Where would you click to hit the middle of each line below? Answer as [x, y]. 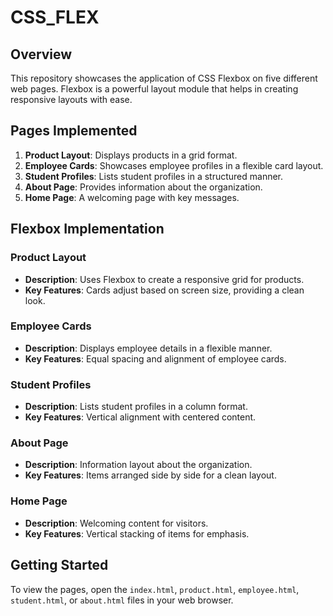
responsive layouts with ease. [71, 99]
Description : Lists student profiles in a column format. [136, 407]
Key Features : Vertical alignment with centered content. [140, 417]
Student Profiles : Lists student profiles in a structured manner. [154, 176]
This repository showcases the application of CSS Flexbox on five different [164, 78]
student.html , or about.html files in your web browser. [122, 600]
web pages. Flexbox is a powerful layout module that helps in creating [154, 89]
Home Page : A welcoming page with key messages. [132, 197]
